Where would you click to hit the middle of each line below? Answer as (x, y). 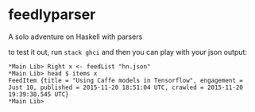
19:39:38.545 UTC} (39, 94)
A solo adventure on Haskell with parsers (75, 37)
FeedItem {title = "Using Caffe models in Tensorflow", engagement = (126, 80)
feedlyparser (52, 15)
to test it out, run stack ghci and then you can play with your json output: (128, 52)
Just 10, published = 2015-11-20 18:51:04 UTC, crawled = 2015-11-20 (126, 87)
